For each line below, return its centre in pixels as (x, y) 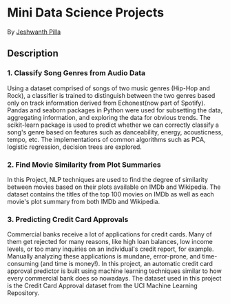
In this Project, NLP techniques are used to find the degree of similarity (108, 179)
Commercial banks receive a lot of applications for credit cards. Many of (109, 234)
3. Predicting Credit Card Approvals (68, 219)
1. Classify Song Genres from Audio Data (76, 73)
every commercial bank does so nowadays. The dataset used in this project (114, 278)
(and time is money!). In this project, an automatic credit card (127, 264)
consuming (23, 264)
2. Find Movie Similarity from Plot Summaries (84, 165)
